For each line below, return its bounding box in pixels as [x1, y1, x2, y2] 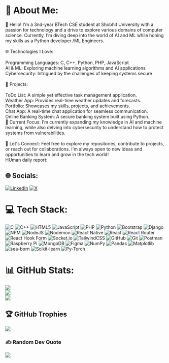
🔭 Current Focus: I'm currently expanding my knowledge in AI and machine [5, 119, 162, 125]
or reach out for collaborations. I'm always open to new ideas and [5, 146, 143, 152]
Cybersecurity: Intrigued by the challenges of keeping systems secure [5, 70, 152, 76]
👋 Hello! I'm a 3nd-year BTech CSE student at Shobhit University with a [5, 21, 154, 27]
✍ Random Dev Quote [5, 339, 62, 346]
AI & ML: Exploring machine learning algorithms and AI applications [5, 65, 146, 71]
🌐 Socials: [5, 171, 39, 180]
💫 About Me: [5, 5, 59, 16]
